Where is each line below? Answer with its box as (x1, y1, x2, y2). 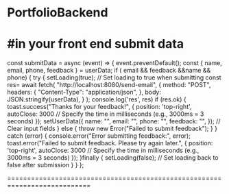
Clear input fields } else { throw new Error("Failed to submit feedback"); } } (7, 125, 218, 133)
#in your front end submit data (7, 36, 184, 52)
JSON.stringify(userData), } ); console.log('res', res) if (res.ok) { (7, 95, 186, 104)
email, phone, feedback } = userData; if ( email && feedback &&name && (7, 66, 211, 75)
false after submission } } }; (7, 161, 84, 169)
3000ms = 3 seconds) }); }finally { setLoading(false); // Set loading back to (7, 154, 219, 162)
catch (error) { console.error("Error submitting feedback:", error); (7, 132, 191, 140)
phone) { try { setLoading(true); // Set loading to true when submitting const (7, 73, 221, 82)
